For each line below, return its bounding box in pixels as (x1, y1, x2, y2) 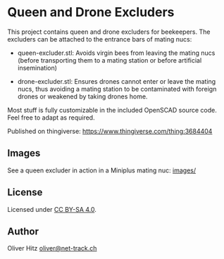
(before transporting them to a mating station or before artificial (17, 56, 202, 64)
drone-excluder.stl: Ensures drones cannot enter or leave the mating (17, 77, 216, 85)
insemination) (17, 63, 58, 72)
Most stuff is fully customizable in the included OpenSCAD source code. (7, 106, 217, 114)
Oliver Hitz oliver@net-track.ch (7, 244, 97, 253)
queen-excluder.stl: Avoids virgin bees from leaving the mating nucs (17, 49, 216, 57)
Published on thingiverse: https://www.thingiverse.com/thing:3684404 (7, 127, 213, 135)
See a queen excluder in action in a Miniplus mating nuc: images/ (7, 166, 197, 175)
